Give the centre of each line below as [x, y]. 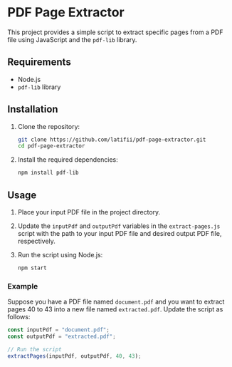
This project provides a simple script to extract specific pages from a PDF [115, 32]
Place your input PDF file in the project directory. [89, 212]
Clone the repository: [49, 126]
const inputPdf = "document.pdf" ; [59, 330]
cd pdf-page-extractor [51, 146]
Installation [33, 109]
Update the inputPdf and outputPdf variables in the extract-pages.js [119, 226]
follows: [19, 317]
